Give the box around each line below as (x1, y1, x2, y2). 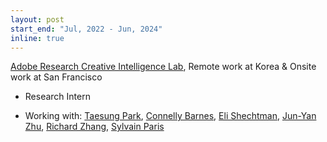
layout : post (10, 14, 65, 25)
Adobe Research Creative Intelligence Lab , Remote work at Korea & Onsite (10, 61, 317, 73)
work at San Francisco (10, 71, 103, 83)
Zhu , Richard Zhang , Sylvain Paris (24, 121, 165, 133)
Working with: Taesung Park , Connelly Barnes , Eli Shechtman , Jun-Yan (24, 110, 317, 122)
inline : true (10, 33, 65, 43)
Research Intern (24, 91, 91, 103)
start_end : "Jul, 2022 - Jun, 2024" (10, 24, 163, 34)
